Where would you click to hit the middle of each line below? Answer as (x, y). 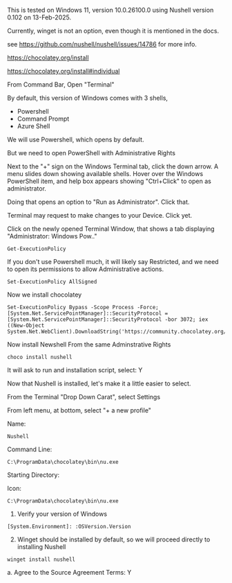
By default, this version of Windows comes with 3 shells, (87, 98)
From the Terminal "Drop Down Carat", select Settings (84, 397)
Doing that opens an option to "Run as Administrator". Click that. (98, 202)
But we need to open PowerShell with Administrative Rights (91, 153)
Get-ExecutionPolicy (37, 249)
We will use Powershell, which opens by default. (76, 139)
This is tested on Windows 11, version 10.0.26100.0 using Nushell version (110, 10)
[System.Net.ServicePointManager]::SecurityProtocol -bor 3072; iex (108, 320)
